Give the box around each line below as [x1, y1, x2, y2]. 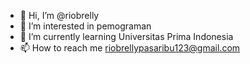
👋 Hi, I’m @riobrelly [19, 10, 100, 21]
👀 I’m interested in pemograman [19, 20, 152, 32]
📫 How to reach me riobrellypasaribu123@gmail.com [19, 42, 241, 54]
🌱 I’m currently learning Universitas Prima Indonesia [19, 31, 234, 42]
